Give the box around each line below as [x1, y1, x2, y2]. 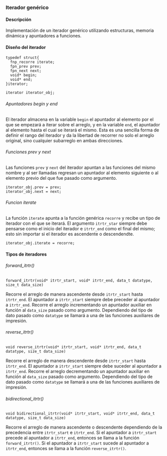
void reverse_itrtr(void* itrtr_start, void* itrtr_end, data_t [5, 344, 142, 350]
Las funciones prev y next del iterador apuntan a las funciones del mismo [5, 164, 156, 170]
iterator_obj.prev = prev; [5, 184, 62, 190]
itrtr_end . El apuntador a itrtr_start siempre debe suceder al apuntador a [5, 363, 162, 369]
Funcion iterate [5, 199, 37, 206]
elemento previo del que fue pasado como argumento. [5, 175, 117, 181]
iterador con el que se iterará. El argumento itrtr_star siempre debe [5, 220, 147, 226]
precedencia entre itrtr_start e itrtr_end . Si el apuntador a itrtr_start [5, 430, 157, 436]
